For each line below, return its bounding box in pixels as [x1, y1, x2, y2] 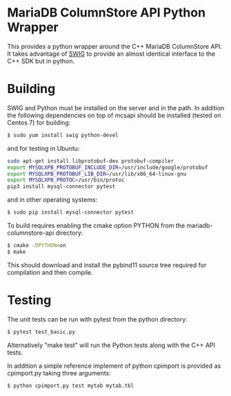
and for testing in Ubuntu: [7, 144, 80, 152]
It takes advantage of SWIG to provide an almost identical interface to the [7, 50, 216, 58]
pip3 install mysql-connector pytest [7, 183, 116, 190]
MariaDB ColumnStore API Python [7, 5, 205, 21]
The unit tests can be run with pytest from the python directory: [7, 315, 188, 323]
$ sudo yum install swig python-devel [7, 132, 119, 138]
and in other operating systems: [7, 196, 98, 204]
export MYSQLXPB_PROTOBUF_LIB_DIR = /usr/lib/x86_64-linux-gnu [7, 170, 187, 177]
